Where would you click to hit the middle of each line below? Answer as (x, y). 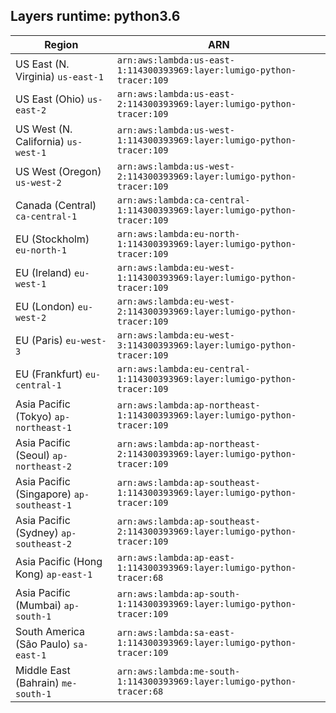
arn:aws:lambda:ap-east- (175, 557)
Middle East (43, 670)
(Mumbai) (38, 605)
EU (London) (45, 306)
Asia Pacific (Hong (59, 561)
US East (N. (42, 64)
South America (50, 631)
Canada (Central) (56, 205)
